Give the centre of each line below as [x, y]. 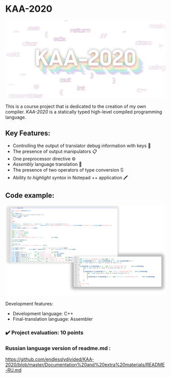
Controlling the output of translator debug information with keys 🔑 [82, 146]
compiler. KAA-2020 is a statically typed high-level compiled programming [84, 112]
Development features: [29, 304]
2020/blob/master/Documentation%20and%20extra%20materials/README [85, 365]
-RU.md [14, 370]
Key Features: [28, 133]
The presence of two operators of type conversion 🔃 [68, 170]
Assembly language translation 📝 [47, 164]
